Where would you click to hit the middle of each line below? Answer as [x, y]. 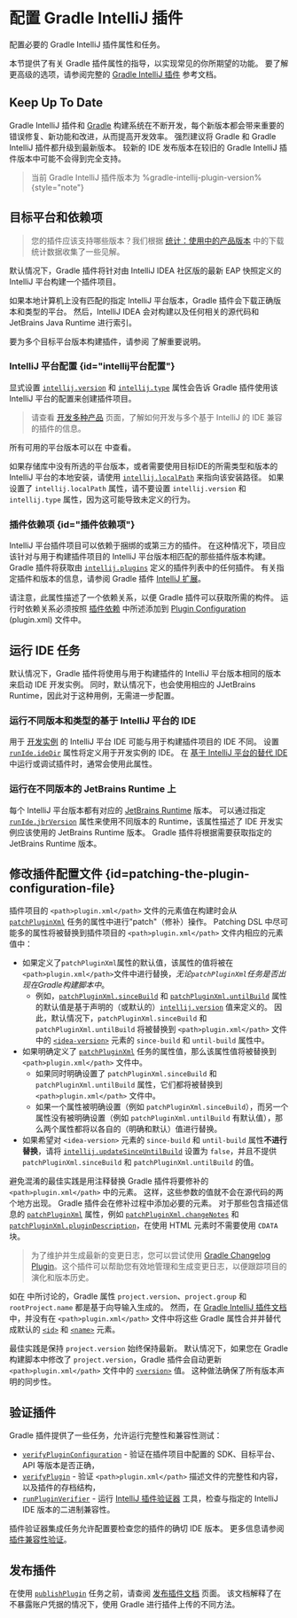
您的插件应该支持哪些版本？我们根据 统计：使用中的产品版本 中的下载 [157, 240]
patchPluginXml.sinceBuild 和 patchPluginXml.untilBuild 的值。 [140, 1162]
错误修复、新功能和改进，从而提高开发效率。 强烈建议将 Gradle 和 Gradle [143, 136]
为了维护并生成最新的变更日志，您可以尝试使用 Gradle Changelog [151, 1255]
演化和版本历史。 [62, 1278]
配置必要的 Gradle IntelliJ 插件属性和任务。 [87, 44]
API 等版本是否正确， [61, 1466]
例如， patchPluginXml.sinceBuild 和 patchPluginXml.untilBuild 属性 [161, 996]
